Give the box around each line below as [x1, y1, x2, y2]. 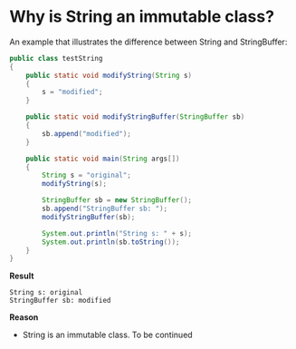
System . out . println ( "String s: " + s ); [42, 228, 193, 238]
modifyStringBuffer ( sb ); [42, 212, 136, 221]
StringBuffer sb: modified [9, 296, 111, 305]
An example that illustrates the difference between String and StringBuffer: [9, 36, 288, 47]
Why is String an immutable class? [9, 6, 274, 27]
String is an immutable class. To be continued [22, 329, 193, 341]
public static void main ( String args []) [25, 154, 180, 163]
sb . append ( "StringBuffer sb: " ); [42, 204, 168, 214]
